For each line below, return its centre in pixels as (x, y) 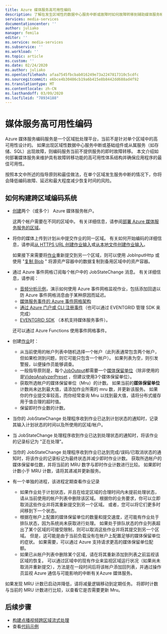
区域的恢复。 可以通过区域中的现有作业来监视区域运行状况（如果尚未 (90, 561)
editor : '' (16, 38)
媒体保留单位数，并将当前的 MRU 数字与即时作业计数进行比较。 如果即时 (87, 465)
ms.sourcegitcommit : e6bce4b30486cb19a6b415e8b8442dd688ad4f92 (72, 79)
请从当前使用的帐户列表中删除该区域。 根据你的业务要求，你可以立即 (90, 498)
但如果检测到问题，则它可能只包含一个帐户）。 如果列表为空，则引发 (89, 358)
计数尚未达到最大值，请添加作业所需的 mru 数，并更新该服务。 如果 (89, 389)
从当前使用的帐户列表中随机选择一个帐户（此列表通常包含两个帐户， (89, 352)
